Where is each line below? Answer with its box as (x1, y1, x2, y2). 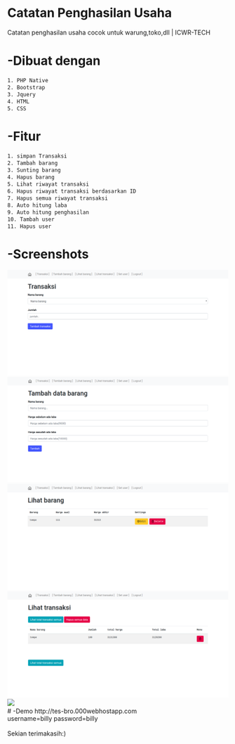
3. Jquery (7, 91, 36, 98)
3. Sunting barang (7, 167, 61, 174)
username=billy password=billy (7, 714, 98, 723)
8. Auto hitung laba (7, 202, 68, 209)
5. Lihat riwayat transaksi (7, 181, 90, 188)
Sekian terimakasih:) (7, 729, 67, 738)
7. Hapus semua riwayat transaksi (7, 195, 109, 202)
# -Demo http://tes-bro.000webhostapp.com (7, 707, 137, 715)
